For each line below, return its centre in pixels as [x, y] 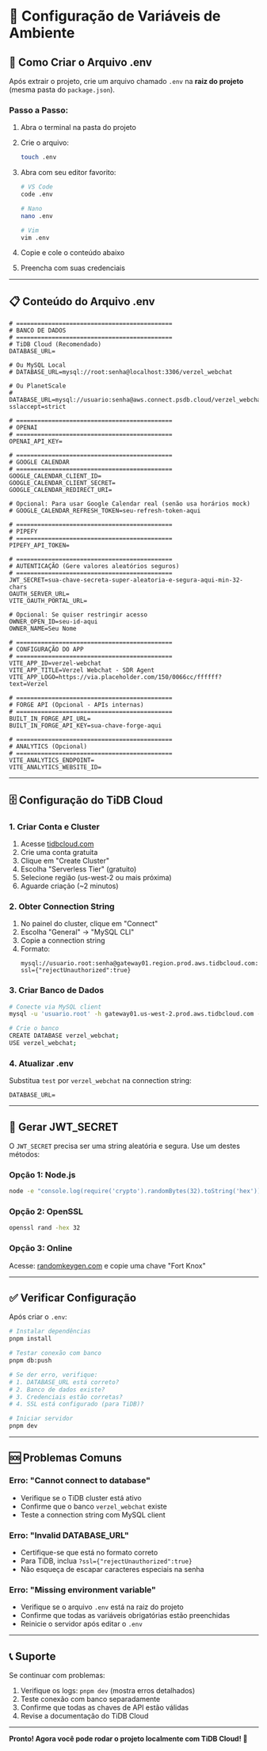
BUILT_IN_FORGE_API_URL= [50, 719]
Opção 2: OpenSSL [46, 1211]
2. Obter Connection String [62, 906]
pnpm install [31, 1339]
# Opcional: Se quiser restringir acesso [78, 615]
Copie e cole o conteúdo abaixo [72, 253]
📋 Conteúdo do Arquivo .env [82, 301]
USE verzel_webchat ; [43, 1043]
